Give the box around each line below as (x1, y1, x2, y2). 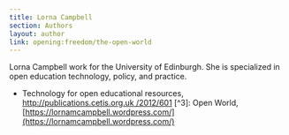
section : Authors (9, 21, 73, 30)
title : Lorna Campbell (9, 12, 93, 22)
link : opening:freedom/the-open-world (9, 37, 152, 47)
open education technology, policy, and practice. (9, 71, 187, 82)
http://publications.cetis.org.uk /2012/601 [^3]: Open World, (21, 98, 239, 109)
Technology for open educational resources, (21, 88, 184, 99)
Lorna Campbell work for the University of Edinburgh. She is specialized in (9, 62, 280, 72)
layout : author (9, 29, 65, 38)
